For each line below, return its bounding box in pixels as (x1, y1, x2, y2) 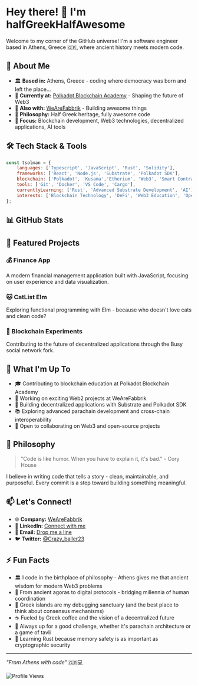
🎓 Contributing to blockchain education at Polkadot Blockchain (14, 380, 170, 387)
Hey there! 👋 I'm (6, 5, 87, 19)
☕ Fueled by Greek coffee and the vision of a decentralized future (14, 614, 175, 621)
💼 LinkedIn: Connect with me (14, 522, 86, 529)
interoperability (14, 416, 52, 424)
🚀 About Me (6, 61, 50, 71)
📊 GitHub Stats (6, 215, 64, 225)
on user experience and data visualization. (6, 278, 109, 285)
